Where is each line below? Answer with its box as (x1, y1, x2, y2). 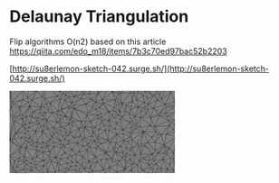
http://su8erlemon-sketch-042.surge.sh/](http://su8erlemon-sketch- (12, 63, 270, 74)
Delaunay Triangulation (9, 6, 189, 27)
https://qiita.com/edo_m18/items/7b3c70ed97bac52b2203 (9, 45, 228, 56)
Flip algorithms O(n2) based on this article (9, 36, 167, 47)
